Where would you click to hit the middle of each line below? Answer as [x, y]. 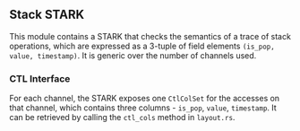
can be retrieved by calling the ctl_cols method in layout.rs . [122, 118]
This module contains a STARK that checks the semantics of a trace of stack [150, 36]
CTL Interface [40, 78]
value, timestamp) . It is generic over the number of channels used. [133, 55]
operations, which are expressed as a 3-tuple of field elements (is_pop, [142, 46]
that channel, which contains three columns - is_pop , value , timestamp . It [143, 108]
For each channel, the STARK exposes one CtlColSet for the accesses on [145, 99]
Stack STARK [47, 15]
